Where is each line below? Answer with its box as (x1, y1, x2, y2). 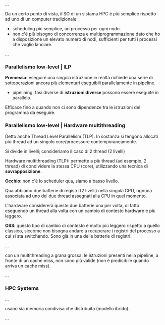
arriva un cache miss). (5, 263, 51, 269)
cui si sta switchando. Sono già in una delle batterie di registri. (5, 233, 132, 239)
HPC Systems (5, 284, 39, 291)
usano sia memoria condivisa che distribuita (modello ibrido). (5, 305, 130, 311)
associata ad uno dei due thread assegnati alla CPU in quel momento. (5, 193, 147, 199)
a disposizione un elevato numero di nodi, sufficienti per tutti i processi (12, 36, 157, 42)
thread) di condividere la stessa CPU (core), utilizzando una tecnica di (5, 163, 148, 169)
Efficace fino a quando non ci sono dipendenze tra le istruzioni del (5, 105, 141, 110)
